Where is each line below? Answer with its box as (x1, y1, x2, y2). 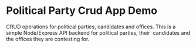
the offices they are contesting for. (6, 35, 90, 42)
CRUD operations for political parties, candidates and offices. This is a (6, 23, 176, 30)
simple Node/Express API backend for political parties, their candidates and (6, 29, 191, 36)
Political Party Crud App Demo (6, 4, 157, 17)
